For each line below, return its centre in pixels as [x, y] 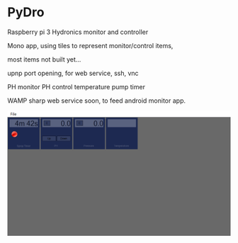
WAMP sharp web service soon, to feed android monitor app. [97, 101]
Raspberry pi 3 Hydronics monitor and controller [78, 32]
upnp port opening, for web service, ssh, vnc [73, 73]
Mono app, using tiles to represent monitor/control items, [90, 45]
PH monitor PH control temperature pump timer [76, 86]
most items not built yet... [44, 59]
